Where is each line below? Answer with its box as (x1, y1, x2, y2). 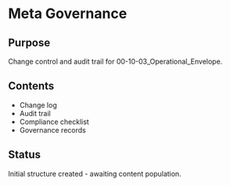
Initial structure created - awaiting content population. (8, 169, 181, 178)
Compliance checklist (19, 117, 90, 126)
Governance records (19, 125, 86, 134)
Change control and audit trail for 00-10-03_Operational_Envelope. (8, 57, 223, 66)
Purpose (8, 36, 51, 49)
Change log (19, 100, 57, 110)
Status (8, 148, 41, 162)
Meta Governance (8, 5, 128, 23)
